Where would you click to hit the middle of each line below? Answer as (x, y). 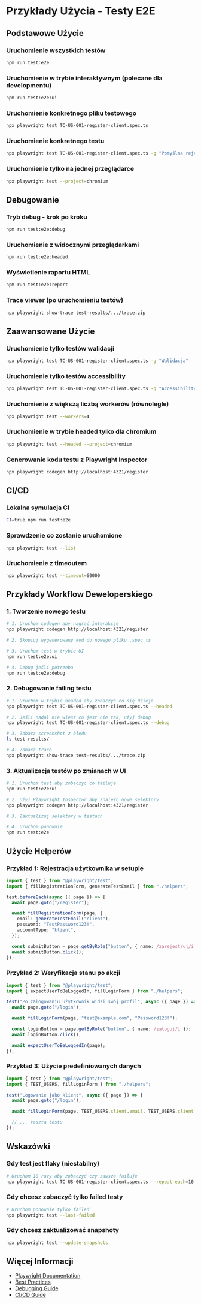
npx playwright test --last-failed (51, 1215)
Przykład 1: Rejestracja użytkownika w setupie (75, 868)
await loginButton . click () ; (47, 1034)
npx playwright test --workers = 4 (48, 416)
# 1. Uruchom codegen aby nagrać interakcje (63, 624)
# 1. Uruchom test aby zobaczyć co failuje (61, 783)
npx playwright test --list (41, 548)
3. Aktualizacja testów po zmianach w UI (66, 771)
